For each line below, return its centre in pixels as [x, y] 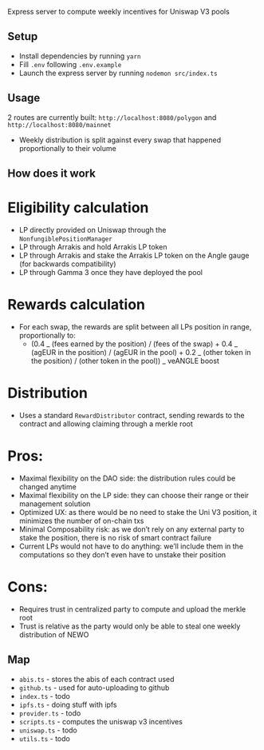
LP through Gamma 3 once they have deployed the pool [110, 272]
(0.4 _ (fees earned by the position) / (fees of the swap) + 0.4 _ [134, 344]
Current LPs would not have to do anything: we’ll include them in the [131, 546]
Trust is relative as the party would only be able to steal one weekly [130, 626]
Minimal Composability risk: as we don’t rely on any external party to [132, 529]
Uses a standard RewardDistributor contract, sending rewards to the [132, 415]
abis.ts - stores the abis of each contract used [97, 679]
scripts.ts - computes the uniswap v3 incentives [100, 721]
